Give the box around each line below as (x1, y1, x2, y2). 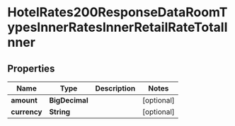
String (49, 107, 71, 117)
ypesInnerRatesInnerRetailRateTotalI (7, 19, 228, 35)
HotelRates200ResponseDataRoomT (7, 4, 228, 21)
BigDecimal (49, 96, 88, 105)
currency (11, 107, 42, 117)
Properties (7, 62, 55, 74)
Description (95, 84, 136, 93)
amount (11, 96, 38, 105)
